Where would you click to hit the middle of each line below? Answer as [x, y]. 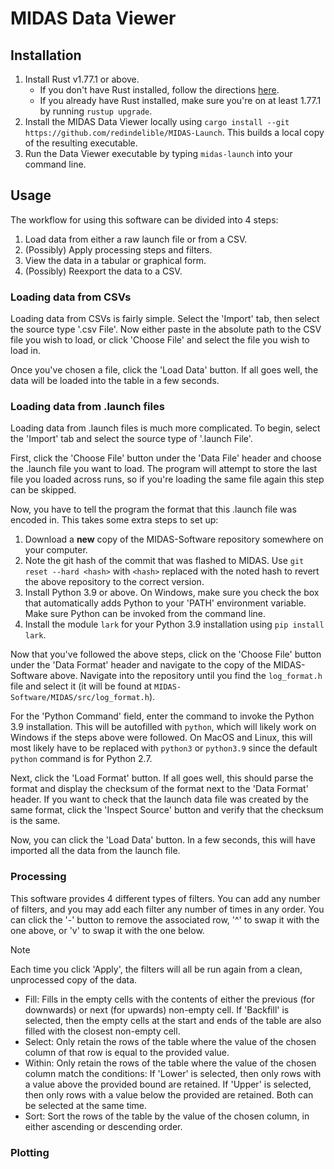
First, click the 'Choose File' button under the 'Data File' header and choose [166, 458]
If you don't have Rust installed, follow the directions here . [159, 90]
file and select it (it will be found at [81, 686]
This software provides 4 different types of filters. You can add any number [165, 898]
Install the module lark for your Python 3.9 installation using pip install [174, 624]
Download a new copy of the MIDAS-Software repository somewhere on [174, 539]
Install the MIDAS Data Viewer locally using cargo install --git [157, 121]
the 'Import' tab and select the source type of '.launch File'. [131, 439]
